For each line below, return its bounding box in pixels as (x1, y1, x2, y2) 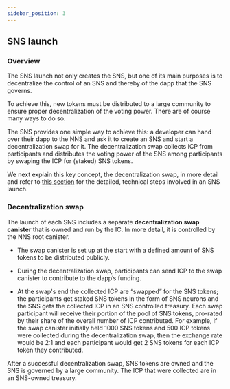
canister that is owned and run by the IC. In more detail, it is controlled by (7, 225, 216, 233)
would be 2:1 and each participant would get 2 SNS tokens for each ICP (16, 338, 220, 346)
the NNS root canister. (7, 232, 70, 241)
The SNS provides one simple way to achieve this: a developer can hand (7, 128, 212, 136)
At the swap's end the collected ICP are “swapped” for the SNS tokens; (16, 287, 219, 295)
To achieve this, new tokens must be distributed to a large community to (7, 100, 211, 108)
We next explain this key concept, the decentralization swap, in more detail (7, 170, 219, 179)
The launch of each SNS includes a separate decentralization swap (7, 218, 200, 226)
